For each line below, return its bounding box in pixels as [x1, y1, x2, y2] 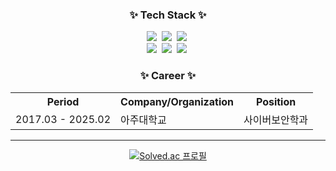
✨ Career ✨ [139, 69, 197, 83]
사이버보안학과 [243, 113, 309, 127]
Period [46, 94, 80, 108]
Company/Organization [120, 94, 235, 108]
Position [255, 94, 297, 108]
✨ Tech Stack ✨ [129, 8, 207, 22]
